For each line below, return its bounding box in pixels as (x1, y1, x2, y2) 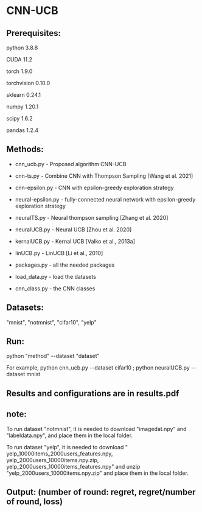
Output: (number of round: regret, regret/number (6, 487, 196, 497)
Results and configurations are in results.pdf (6, 388, 179, 399)
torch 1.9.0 (6, 68, 33, 75)
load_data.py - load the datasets (15, 273, 96, 280)
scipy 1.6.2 (6, 115, 33, 122)
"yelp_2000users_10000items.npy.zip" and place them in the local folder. (6, 469, 189, 477)
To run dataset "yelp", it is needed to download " (6, 443, 128, 451)
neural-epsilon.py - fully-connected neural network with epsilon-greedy (15, 195, 196, 203)
